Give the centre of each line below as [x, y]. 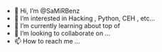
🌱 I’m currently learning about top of [67, 26]
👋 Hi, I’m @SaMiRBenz [47, 11]
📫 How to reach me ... [47, 41]
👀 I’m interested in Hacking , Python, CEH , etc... [85, 18]
